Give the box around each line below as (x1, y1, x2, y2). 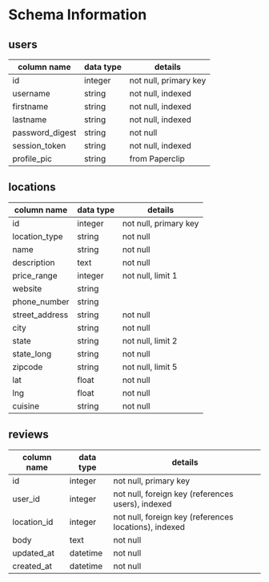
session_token (12, 140, 66, 151)
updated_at (12, 547, 54, 559)
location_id (12, 516, 54, 527)
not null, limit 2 (122, 335, 178, 346)
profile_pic (12, 153, 52, 164)
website (12, 283, 42, 294)
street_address (12, 309, 69, 320)
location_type (12, 230, 63, 242)
